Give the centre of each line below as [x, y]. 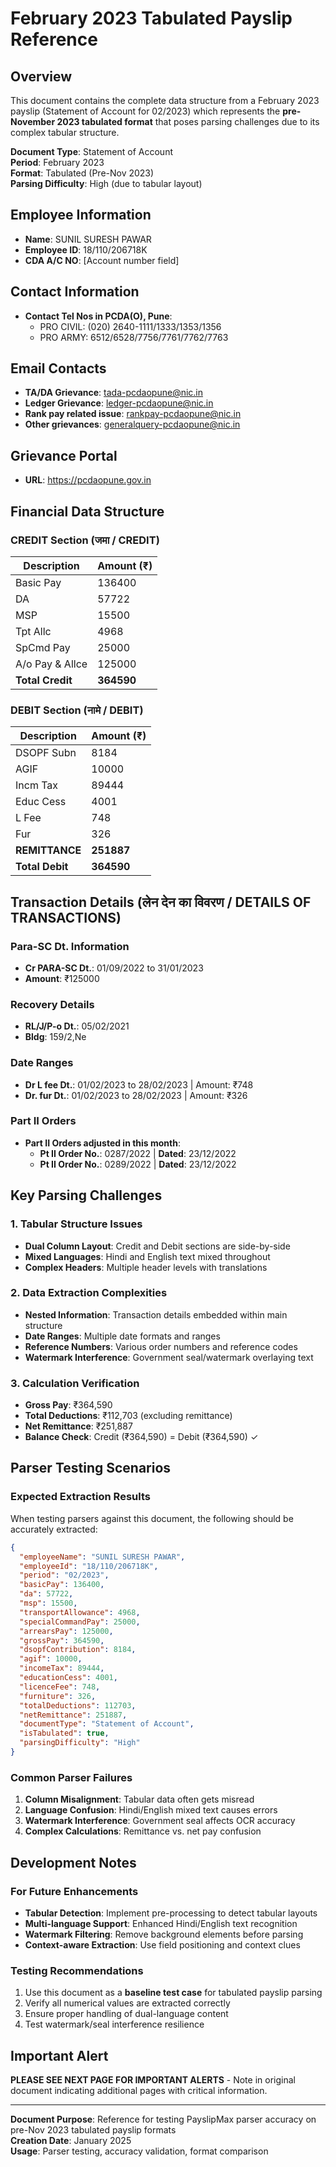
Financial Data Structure [87, 511]
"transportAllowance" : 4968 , [80, 1612]
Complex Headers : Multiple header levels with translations [146, 1267]
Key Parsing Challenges [86, 1195]
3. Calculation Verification [75, 1383]
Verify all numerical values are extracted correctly [127, 2003]
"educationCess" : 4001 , [68, 1678]
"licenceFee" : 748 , [60, 1687]
